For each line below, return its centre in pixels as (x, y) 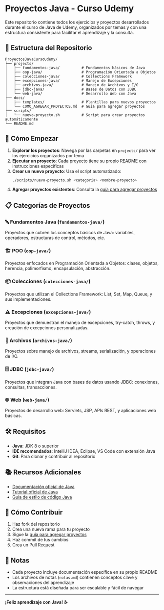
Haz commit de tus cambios (40, 540)
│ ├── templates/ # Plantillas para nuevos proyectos (81, 102)
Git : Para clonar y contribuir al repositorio (54, 456)
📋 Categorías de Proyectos (48, 206)
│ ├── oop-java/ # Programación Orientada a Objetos (81, 72)
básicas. (13, 415)
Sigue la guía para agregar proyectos (49, 535)
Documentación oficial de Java (43, 487)
